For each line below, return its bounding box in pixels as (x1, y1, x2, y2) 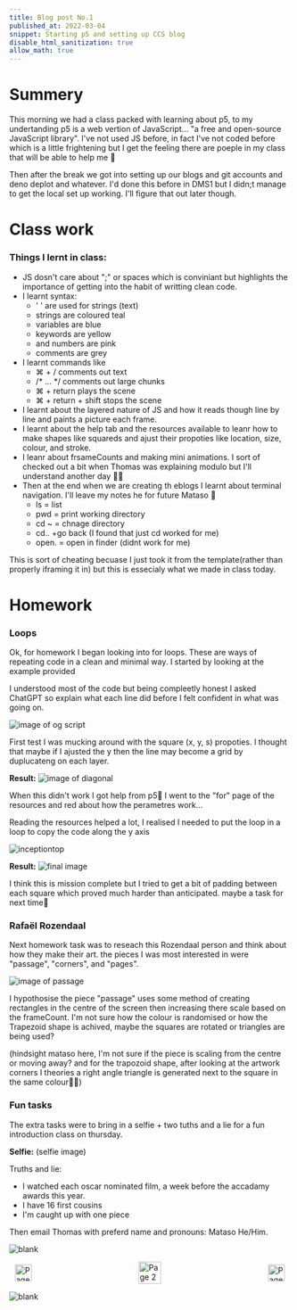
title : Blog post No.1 (9, 12, 94, 22)
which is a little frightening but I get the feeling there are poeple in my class (9, 143, 285, 153)
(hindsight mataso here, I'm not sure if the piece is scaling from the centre (9, 1049, 282, 1059)
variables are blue (35, 318, 102, 330)
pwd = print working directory (35, 508, 145, 519)
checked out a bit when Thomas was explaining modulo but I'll (21, 461, 252, 472)
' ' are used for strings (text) (35, 300, 139, 310)
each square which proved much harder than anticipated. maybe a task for (9, 888, 284, 899)
